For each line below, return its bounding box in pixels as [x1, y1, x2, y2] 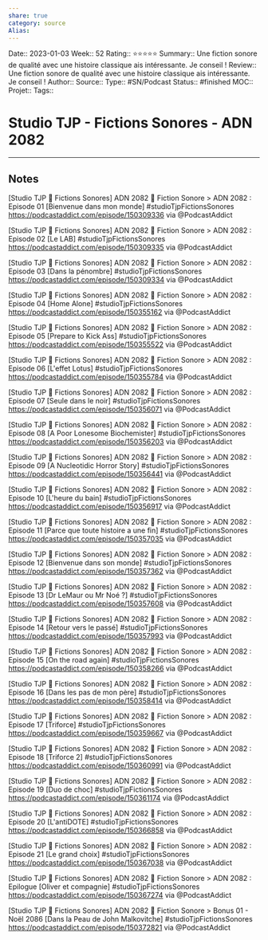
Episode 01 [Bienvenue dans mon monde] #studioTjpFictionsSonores [8, 202, 235, 211]
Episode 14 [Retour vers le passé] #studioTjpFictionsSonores [8, 623, 208, 632]
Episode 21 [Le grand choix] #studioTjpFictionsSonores [8, 850, 190, 859]
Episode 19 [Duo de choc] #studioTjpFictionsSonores [8, 785, 183, 794]
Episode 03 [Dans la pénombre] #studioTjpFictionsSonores [8, 266, 203, 276]
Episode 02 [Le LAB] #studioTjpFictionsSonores [8, 234, 166, 244]
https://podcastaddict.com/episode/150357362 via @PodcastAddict [8, 567, 232, 576]
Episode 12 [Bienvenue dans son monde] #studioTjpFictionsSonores [8, 558, 232, 568]
